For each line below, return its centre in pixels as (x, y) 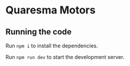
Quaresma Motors (51, 10)
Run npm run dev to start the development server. (65, 57)
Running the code (39, 32)
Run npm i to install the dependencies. (52, 46)
